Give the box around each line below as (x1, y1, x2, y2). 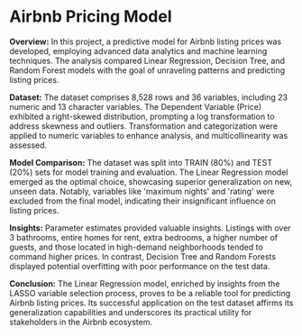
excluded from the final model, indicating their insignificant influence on (9, 195, 277, 206)
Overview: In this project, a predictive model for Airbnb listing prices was (9, 36, 282, 47)
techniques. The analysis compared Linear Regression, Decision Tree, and (9, 55, 286, 66)
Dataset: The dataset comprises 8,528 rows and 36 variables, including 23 (9, 92, 288, 103)
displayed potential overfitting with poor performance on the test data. (9, 260, 270, 271)
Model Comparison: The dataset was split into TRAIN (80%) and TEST (9, 157, 273, 168)
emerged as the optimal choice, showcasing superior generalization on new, (9, 176, 293, 186)
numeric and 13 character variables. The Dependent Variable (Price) (9, 101, 262, 112)
